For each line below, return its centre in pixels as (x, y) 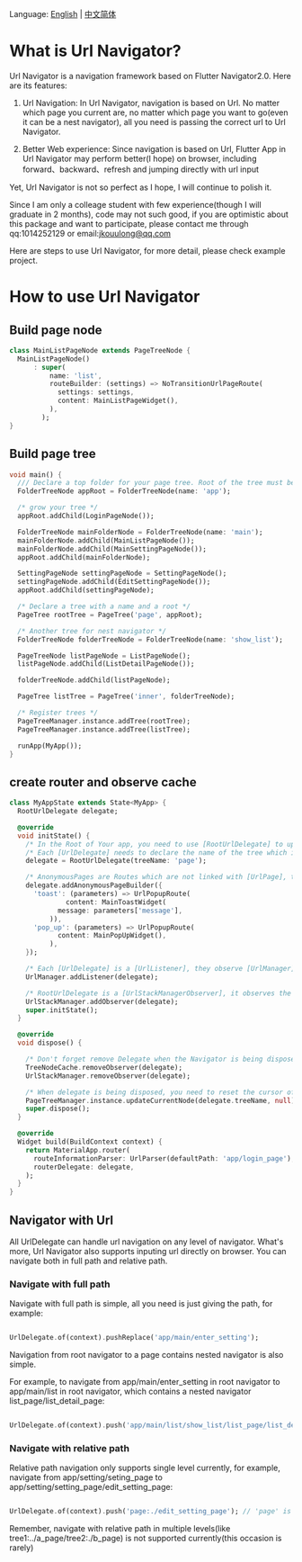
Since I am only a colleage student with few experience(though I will (136, 204)
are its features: (38, 85)
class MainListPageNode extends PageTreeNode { (100, 350)
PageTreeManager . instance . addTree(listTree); (104, 729)
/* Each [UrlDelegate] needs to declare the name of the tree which (156, 853)
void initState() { (54, 836)
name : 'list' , (75, 376)
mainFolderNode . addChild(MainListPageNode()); (106, 540)
